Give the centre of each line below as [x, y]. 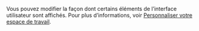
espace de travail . [29, 22]
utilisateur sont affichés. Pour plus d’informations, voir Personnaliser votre [99, 15]
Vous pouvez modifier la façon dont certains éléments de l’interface [92, 9]
